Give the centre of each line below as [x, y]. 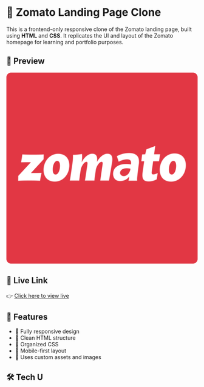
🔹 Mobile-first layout [41, 351]
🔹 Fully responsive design [47, 331]
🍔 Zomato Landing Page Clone [84, 12]
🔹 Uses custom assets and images [58, 357]
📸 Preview [25, 61]
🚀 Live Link [27, 281]
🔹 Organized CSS [37, 345]
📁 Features [27, 317]
